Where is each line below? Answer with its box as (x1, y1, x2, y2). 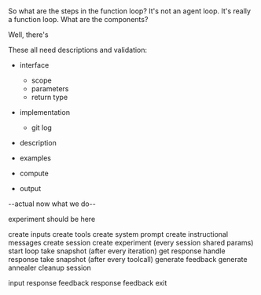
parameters (31, 84, 69, 94)
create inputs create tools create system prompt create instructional (8, 230, 229, 239)
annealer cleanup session (8, 263, 92, 273)
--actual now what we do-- (8, 199, 96, 208)
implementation (19, 108, 71, 117)
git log (31, 123, 53, 132)
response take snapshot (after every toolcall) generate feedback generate (8, 255, 248, 264)
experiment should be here (8, 215, 96, 224)
